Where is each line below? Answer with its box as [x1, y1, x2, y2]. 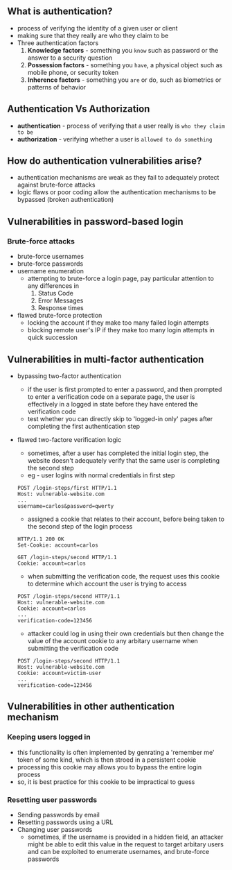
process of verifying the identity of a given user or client [17, 24, 178, 32]
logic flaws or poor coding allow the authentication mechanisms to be [17, 188, 216, 196]
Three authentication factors [17, 38, 99, 47]
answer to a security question [27, 53, 113, 62]
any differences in [27, 282, 80, 290]
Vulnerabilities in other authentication [7, 701, 175, 713]
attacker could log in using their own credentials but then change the [27, 629, 224, 638]
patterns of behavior [27, 83, 87, 91]
